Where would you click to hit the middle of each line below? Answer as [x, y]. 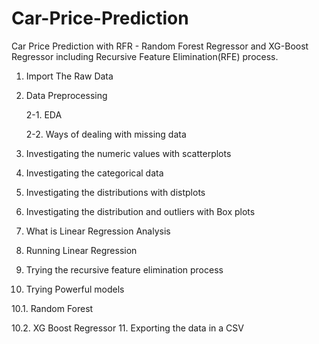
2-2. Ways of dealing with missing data [106, 134]
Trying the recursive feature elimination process [124, 269]
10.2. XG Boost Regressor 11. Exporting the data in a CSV [127, 328]
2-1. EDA [44, 114]
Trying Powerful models [75, 289]
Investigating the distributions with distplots [115, 192]
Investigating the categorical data [94, 173]
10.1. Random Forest [52, 308]
